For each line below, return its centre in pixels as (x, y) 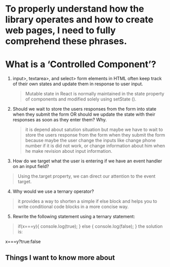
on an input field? (31, 166)
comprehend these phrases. (66, 41)
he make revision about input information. (69, 151)
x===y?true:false (23, 242)
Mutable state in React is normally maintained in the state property (95, 94)
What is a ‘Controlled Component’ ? (81, 64)
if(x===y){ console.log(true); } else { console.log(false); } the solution (90, 226)
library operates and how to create (79, 20)
